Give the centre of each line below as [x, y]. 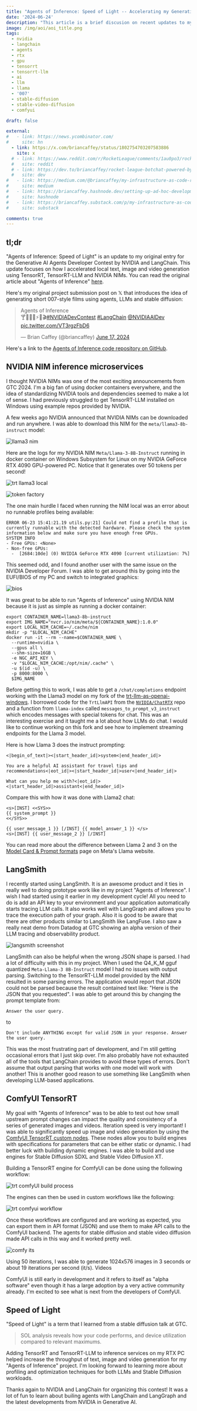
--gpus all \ [27, 648]
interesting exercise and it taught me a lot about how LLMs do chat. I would [97, 721]
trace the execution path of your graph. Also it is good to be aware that [92, 915]
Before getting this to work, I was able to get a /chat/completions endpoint [96, 690]
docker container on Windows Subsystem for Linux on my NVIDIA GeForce [96, 459]
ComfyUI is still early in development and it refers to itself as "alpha [87, 1279]
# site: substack [33, 208]
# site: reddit [33, 164]
